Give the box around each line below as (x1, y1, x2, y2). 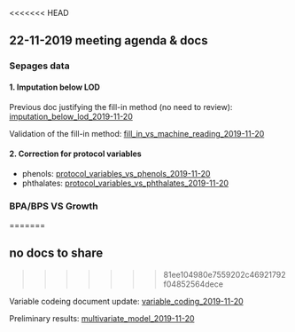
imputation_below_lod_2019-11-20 (9, 111, 133, 122)
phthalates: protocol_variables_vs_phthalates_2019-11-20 (21, 178, 229, 188)
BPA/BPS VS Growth (9, 200, 99, 212)
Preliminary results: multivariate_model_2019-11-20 (9, 312, 195, 323)
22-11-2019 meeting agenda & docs (9, 33, 208, 48)
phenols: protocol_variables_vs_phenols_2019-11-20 (21, 168, 211, 178)
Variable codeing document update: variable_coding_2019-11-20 (9, 296, 244, 306)
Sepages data (9, 59, 70, 72)
